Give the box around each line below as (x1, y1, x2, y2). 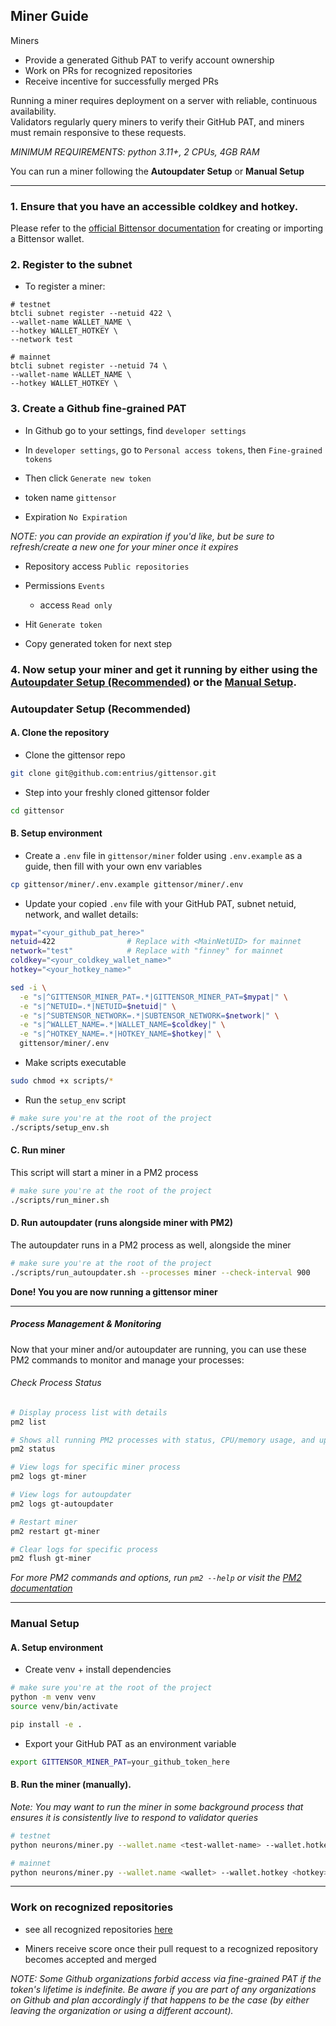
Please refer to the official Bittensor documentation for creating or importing (10, 222, 324, 234)
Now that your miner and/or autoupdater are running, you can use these (10, 1343, 307, 1355)
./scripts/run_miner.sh (10, 1195, 110, 1205)
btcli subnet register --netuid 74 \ (10, 361, 168, 371)
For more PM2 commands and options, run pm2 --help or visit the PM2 (10, 1572, 302, 1584)
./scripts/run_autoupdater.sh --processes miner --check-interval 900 (10, 1267, 311, 1278)
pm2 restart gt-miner (10, 1526, 101, 1536)
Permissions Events (24, 579, 106, 591)
